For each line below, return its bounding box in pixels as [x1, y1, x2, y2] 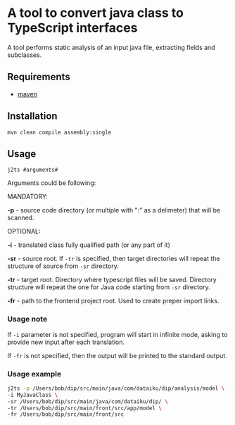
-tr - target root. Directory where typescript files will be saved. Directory [7, 276, 217, 284]
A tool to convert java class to [7, 5, 184, 21]
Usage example [7, 369, 62, 379]
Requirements [7, 71, 70, 83]
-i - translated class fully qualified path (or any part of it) [7, 241, 171, 249]
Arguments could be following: [7, 179, 96, 187]
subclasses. [7, 51, 42, 59]
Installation [7, 110, 58, 122]
